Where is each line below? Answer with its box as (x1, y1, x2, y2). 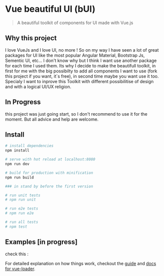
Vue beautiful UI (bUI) (5, 3, 96, 15)
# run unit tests (5, 193, 41, 198)
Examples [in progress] (5, 238, 78, 246)
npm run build (5, 175, 34, 180)
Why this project (5, 34, 57, 42)
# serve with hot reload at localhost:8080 (5, 157, 96, 162)
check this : (5, 251, 28, 257)
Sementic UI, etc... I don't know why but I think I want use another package (5, 58, 157, 63)
